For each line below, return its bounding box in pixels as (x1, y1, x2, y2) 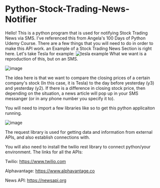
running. (5, 110, 22, 116)
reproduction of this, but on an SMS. (5, 56, 78, 62)
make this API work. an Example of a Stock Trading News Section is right (5, 45, 152, 51)
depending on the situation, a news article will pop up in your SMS (5, 90, 138, 96)
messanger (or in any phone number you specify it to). (5, 95, 115, 101)
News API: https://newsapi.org (5, 177, 67, 183)
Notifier (5, 14, 37, 25)
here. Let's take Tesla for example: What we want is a (5, 50, 147, 57)
